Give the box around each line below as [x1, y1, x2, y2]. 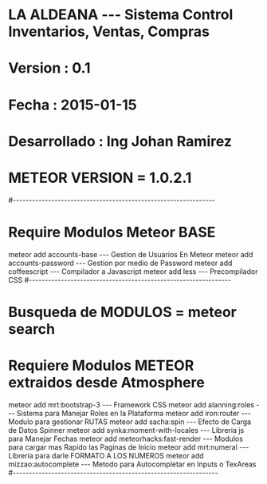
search [8, 319, 56, 338]
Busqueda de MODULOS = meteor [8, 303, 237, 321]
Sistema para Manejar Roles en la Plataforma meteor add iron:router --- [16, 408, 251, 418]
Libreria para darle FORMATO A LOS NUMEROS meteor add [8, 450, 205, 460]
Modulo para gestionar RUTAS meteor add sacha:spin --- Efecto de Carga [8, 417, 252, 426]
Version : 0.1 [8, 59, 91, 77]
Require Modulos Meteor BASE [8, 223, 216, 241]
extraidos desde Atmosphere [8, 374, 205, 391]
